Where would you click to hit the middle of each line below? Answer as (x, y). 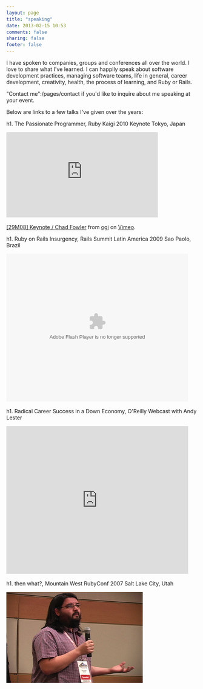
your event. (21, 100)
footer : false (24, 45)
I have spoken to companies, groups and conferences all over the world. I (98, 63)
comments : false (27, 32)
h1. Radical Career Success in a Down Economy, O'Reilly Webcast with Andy (101, 411)
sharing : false (25, 38)
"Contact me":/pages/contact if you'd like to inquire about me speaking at (98, 94)
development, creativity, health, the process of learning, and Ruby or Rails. (99, 82)
